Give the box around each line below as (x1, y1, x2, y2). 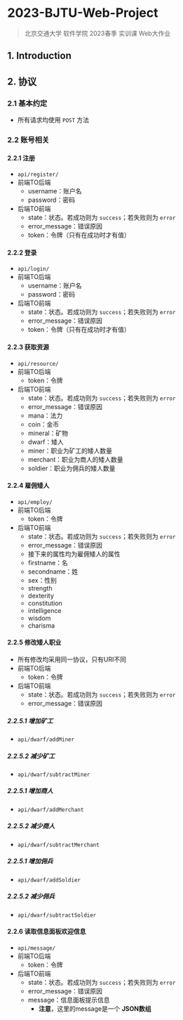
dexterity (27, 591, 55, 600)
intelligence (27, 606, 62, 614)
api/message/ (17, 944, 56, 952)
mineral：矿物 (27, 429, 69, 437)
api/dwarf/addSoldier (17, 877, 81, 884)
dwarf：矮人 (27, 437, 65, 446)
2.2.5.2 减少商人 (7, 822, 55, 830)
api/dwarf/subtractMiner (17, 771, 90, 778)
